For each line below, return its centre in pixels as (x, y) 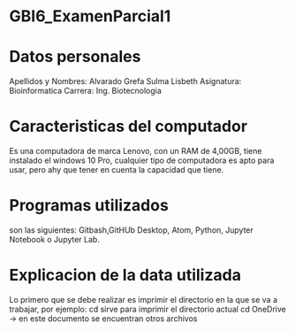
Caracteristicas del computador (129, 127)
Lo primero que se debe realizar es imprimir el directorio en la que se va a (144, 299)
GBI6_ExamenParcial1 (90, 16)
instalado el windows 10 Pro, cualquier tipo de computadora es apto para (142, 160)
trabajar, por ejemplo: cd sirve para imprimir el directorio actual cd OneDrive (148, 309)
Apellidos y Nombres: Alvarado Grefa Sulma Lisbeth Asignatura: (125, 81)
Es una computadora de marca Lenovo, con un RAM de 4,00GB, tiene (136, 151)
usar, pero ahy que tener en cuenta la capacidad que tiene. (117, 170)
